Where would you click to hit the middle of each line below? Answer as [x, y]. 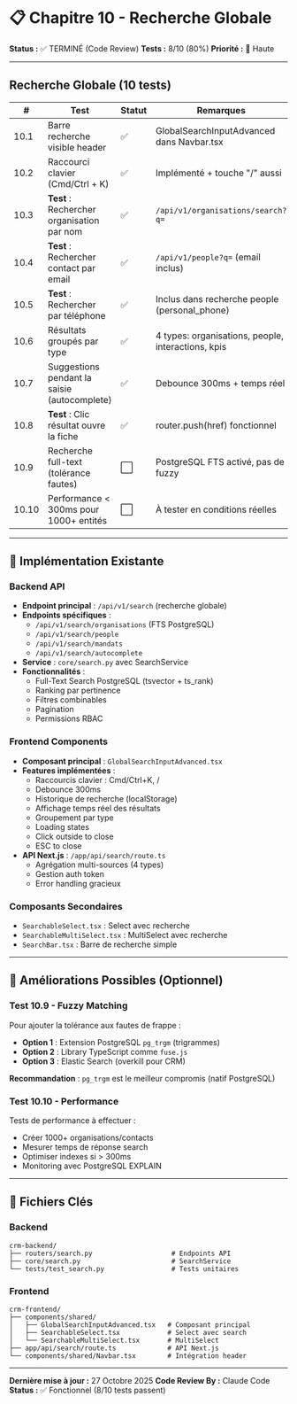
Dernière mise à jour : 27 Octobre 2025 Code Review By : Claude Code [140, 1381]
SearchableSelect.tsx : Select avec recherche [106, 926]
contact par [71, 268]
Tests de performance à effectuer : [73, 1121]
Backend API [37, 586]
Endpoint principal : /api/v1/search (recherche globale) [124, 606]
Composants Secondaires [66, 906]
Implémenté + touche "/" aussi [218, 173]
